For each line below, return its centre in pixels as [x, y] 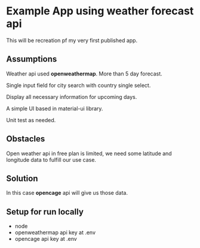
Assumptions [32, 59]
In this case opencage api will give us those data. [67, 193]
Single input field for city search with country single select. [79, 85]
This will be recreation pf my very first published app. [72, 40]
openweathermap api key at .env [55, 232]
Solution [22, 178]
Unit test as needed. [31, 120]
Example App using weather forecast [100, 11]
